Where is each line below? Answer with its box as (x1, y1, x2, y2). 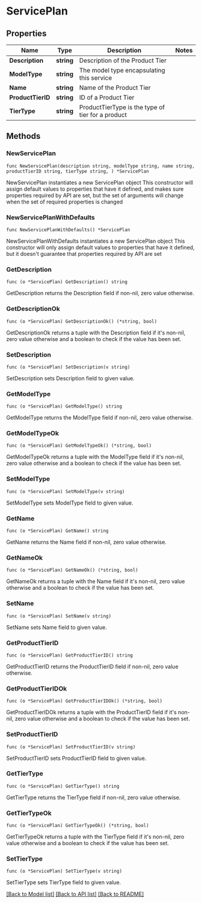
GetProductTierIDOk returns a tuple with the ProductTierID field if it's (6, 709, 177, 716)
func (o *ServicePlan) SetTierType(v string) (6, 868, 122, 875)
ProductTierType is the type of (79, 103, 165, 111)
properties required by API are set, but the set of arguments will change (6, 191, 184, 199)
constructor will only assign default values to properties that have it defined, (6, 243, 195, 251)
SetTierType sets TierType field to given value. (6, 879, 121, 886)
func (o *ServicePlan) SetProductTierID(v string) (6, 744, 136, 750)
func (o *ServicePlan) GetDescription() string (6, 279, 128, 285)
